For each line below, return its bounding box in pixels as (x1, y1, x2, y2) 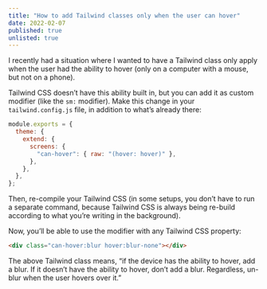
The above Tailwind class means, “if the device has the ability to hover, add (8, 256, 256, 265)
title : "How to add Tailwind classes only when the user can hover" (8, 11, 241, 20)
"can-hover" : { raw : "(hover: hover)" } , (37, 150, 177, 158)
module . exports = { (8, 120, 73, 128)
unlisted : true (8, 33, 59, 42)
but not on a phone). (8, 72, 76, 82)
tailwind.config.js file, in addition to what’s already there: (8, 105, 202, 115)
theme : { (15, 128, 45, 136)
